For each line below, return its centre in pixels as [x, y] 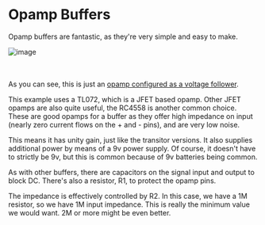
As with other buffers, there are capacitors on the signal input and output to [132, 172]
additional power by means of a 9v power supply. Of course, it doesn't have [132, 148]
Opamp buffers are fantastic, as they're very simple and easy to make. [123, 36]
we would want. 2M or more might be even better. [90, 212]
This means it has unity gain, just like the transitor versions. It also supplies [131, 139]
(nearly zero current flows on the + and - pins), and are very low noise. [124, 124]
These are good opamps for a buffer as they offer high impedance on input [131, 116]
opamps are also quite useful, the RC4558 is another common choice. [123, 108]
